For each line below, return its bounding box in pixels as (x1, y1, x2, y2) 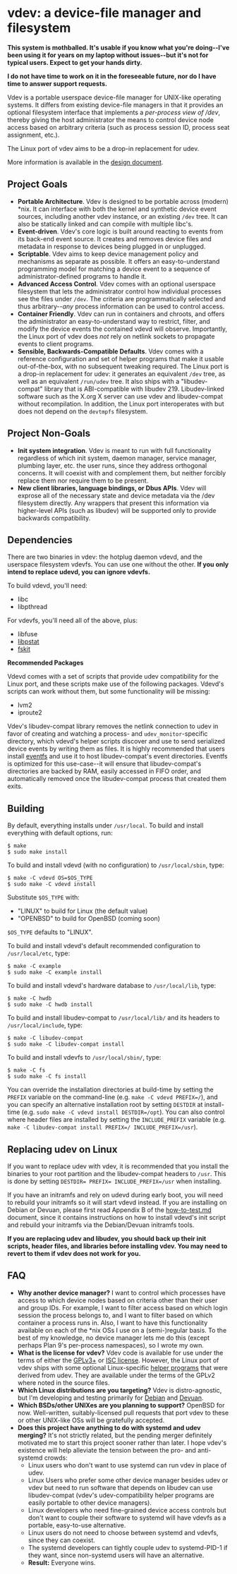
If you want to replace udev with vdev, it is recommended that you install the (7, 1162, 229, 1170)
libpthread (17, 603, 48, 611)
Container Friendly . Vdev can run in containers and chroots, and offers (17, 309, 225, 318)
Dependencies (7, 534, 73, 546)
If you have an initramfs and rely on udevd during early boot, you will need (7, 1191, 224, 1199)
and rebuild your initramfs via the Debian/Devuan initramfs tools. (7, 1221, 195, 1229)
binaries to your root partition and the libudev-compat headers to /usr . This (7, 1170, 227, 1178)
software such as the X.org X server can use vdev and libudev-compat (17, 392, 224, 400)
